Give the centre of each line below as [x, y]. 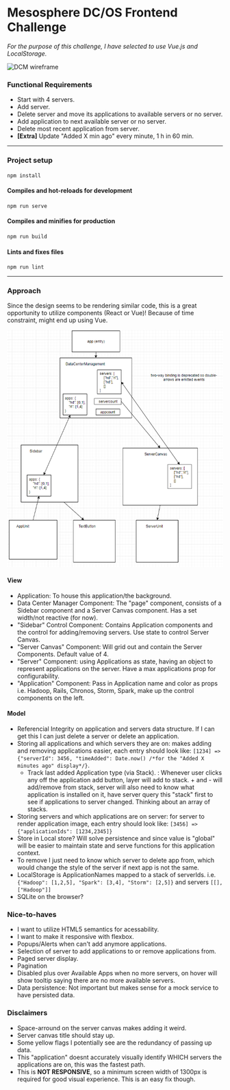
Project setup [30, 161]
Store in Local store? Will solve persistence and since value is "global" [116, 839]
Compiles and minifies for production [61, 221]
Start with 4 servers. [46, 100]
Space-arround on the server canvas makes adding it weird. [102, 1027]
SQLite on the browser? [50, 897]
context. [29, 853]
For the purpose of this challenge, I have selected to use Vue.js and [103, 46]
